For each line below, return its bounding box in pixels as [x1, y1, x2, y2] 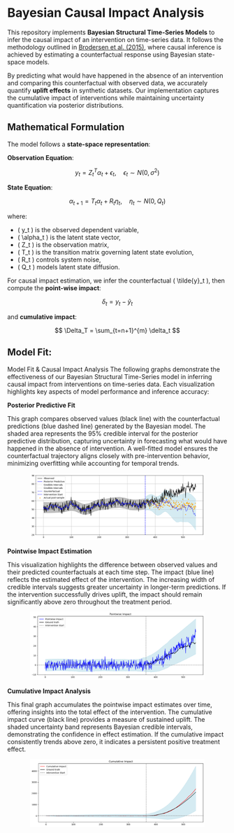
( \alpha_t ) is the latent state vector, [17, 233, 121, 241]
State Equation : [7, 183, 53, 192]
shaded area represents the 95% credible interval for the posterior [7, 429, 198, 438]
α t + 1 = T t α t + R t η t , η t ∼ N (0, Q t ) [68, 197, 166, 207]
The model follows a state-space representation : [7, 140, 151, 148]
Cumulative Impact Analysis [7, 687, 91, 695]
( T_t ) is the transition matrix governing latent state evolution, [17, 248, 194, 256]
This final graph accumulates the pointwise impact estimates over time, [7, 701, 212, 709]
